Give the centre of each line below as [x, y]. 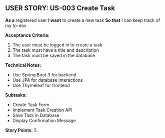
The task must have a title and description [55, 50]
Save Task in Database [36, 115]
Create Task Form [31, 105]
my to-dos [16, 25]
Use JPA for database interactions [48, 80]
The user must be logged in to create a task [57, 45]
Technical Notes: [23, 65]
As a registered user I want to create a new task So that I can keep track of [83, 20]
